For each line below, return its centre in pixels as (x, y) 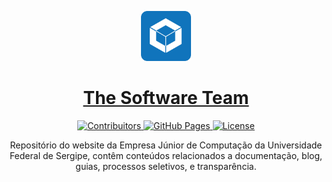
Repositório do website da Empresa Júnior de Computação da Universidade (166, 145)
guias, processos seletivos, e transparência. (166, 166)
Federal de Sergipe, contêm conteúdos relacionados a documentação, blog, (166, 155)
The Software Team (166, 98)
